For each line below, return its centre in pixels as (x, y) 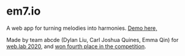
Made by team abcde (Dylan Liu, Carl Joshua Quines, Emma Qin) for (92, 40)
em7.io (24, 11)
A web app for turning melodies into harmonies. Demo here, (82, 28)
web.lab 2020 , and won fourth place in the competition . (76, 46)
